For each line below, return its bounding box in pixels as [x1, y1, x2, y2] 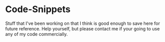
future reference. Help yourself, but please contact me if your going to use [5, 25, 160, 31]
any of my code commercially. [5, 31, 68, 37]
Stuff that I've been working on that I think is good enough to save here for [5, 20, 160, 26]
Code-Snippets [5, 4, 71, 15]
